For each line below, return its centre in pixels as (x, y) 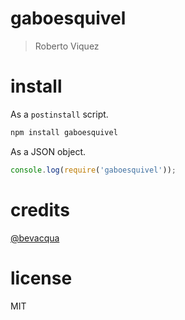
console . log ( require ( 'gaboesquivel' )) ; (93, 170)
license (41, 278)
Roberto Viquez (67, 46)
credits (40, 209)
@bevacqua (35, 238)
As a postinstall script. (59, 114)
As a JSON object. (48, 151)
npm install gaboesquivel (64, 132)
